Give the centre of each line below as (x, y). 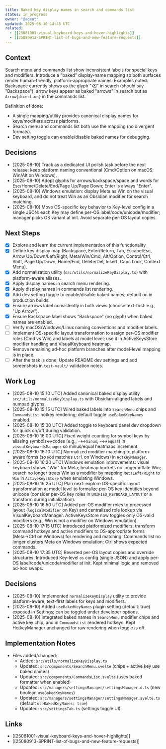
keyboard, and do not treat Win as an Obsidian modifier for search (80, 196)
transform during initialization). (44, 499)
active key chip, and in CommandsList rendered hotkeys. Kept (74, 622)
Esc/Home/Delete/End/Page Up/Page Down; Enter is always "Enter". (82, 186)
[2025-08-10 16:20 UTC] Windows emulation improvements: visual (81, 462)
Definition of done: (24, 106)
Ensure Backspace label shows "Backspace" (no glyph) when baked (82, 316)
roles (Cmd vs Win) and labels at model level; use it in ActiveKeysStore (85, 338)
